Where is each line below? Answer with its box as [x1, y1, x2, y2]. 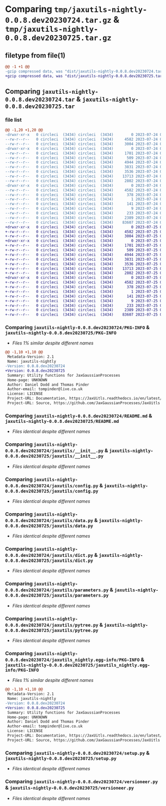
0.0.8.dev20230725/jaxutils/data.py [5, 523, 93, 529]
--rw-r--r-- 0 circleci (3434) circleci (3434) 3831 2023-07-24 [5, 165, 158, 170]
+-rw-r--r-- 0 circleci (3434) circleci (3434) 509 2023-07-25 [5, 248, 158, 253]
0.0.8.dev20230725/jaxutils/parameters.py [5, 593, 109, 599]
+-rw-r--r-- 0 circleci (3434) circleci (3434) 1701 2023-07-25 [5, 243, 158, 248]
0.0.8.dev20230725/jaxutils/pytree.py [5, 627, 99, 633]
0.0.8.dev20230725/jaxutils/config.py [5, 488, 99, 494]
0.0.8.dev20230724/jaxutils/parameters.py [5, 587, 109, 593]
